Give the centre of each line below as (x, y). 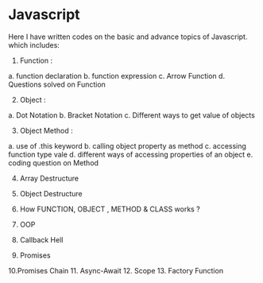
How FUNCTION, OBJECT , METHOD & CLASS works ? (110, 209)
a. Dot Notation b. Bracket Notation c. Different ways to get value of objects (132, 115)
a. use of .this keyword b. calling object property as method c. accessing (127, 145)
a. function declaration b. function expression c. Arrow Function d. (116, 76)
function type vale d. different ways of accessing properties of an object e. (131, 154)
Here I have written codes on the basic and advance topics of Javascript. (128, 37)
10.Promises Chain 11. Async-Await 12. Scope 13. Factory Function (116, 270)
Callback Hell (41, 239)
